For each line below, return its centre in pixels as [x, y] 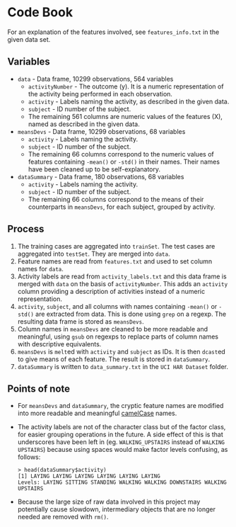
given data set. [29, 39]
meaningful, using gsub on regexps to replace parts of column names [118, 336]
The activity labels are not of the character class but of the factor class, [122, 427]
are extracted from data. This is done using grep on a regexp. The [131, 314]
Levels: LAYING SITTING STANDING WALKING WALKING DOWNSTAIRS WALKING [122, 482]
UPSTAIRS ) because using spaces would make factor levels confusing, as [123, 450]
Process [26, 229]
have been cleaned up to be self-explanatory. [94, 169]
